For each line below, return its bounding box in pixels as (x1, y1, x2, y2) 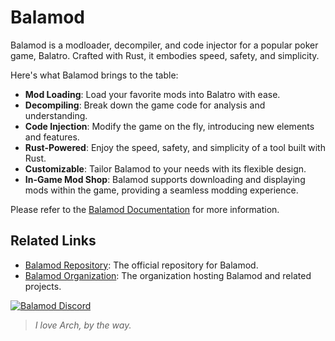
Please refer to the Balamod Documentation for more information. (10, 203, 280, 215)
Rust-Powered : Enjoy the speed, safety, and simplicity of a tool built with (24, 141, 326, 153)
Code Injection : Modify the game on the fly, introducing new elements (24, 120, 315, 132)
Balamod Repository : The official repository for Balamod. (24, 259, 259, 271)
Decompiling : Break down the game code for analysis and (24, 99, 266, 111)
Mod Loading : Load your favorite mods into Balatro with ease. (24, 88, 281, 100)
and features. (24, 131, 80, 143)
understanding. (24, 109, 88, 121)
